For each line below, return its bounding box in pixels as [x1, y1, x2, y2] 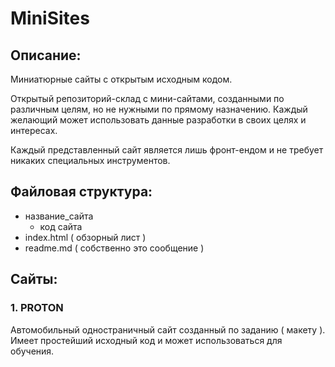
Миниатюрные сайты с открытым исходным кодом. [10, 73, 233, 85]
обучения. [10, 345, 55, 357]
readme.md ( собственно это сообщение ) [24, 242, 205, 254]
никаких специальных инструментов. [10, 155, 171, 166]
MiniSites [10, 7, 90, 30]
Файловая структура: [10, 183, 153, 201]
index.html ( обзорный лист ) [24, 231, 147, 243]
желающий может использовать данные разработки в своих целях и [10, 114, 307, 126]
